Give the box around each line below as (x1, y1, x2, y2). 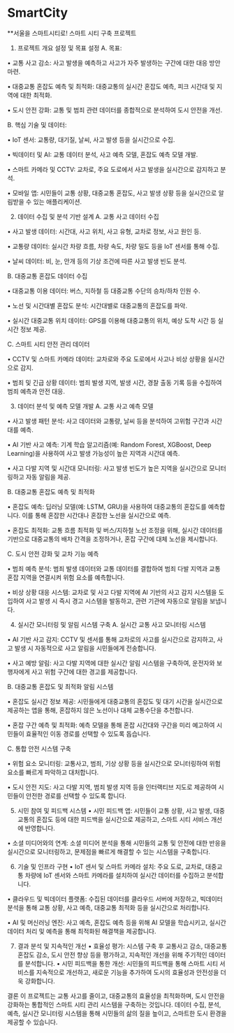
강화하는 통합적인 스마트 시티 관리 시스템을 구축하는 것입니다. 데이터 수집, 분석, (7, 1000, 221, 1009)
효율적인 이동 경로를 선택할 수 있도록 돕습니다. (25, 729, 151, 738)
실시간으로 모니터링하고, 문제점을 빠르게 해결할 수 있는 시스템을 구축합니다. (7, 847, 211, 855)
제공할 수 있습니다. (7, 1018, 58, 1026)
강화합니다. (24, 976, 56, 985)
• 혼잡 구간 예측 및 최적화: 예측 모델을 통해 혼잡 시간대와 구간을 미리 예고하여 (7, 721, 215, 729)
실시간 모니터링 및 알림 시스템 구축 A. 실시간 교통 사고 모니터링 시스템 (17, 620, 206, 628)
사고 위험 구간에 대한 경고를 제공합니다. (31, 667, 138, 676)
